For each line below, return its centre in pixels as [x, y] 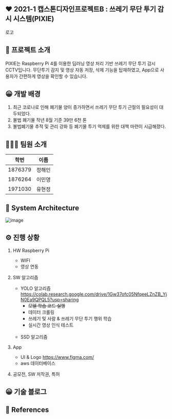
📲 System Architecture [42, 208]
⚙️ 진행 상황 [23, 238]
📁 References [27, 409]
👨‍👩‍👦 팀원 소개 [26, 144]
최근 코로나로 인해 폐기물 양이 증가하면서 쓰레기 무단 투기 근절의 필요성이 [85, 107]
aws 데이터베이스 [38, 363]
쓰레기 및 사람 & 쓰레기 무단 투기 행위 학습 [70, 318]
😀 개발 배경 [23, 94]
